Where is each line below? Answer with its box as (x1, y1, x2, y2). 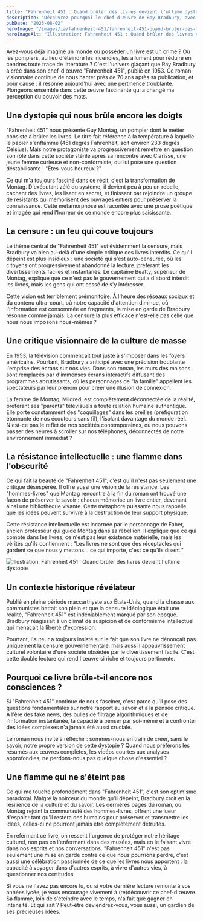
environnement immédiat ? (6, 434, 72, 441)
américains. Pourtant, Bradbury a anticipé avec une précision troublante (6, 358, 185, 366)
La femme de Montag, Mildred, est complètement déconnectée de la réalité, (6, 395, 195, 402)
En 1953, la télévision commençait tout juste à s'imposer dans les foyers (6, 352, 185, 359)
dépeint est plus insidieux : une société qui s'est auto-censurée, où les (6, 255, 182, 262)
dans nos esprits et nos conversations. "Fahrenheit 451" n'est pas (6, 844, 170, 852)
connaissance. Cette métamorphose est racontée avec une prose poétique (6, 202, 193, 209)
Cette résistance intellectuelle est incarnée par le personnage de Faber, (6, 521, 184, 528)
